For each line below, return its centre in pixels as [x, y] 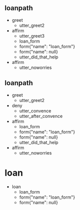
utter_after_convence [41, 116]
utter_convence [35, 110]
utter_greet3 [32, 36]
